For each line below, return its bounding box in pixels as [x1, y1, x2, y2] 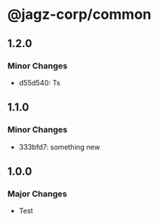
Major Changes [7, 188, 68, 199]
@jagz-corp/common [7, 5, 152, 24]
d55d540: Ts [18, 78, 61, 87]
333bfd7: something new [18, 142, 100, 151]
